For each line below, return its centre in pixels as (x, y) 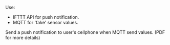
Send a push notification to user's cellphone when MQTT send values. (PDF (85, 32)
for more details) (23, 38)
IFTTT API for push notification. (46, 17)
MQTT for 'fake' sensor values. (45, 22)
